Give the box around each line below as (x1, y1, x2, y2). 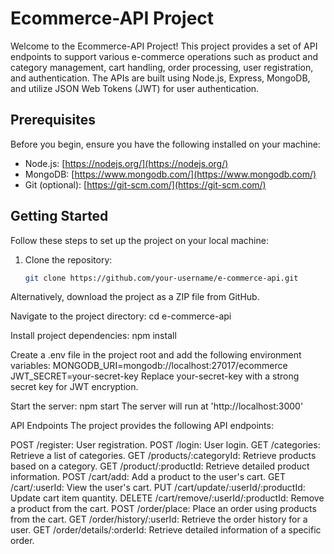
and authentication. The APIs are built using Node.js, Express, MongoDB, (10, 72, 311, 84)
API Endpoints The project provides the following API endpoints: (10, 420, 274, 432)
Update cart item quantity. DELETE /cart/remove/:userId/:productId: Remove (10, 492, 325, 504)
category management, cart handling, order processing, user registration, (10, 61, 314, 73)
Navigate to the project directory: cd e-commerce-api (10, 310, 232, 322)
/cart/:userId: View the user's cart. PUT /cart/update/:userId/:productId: (10, 482, 306, 494)
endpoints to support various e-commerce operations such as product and (10, 50, 319, 62)
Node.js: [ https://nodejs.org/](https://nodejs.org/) (24, 157, 229, 169)
